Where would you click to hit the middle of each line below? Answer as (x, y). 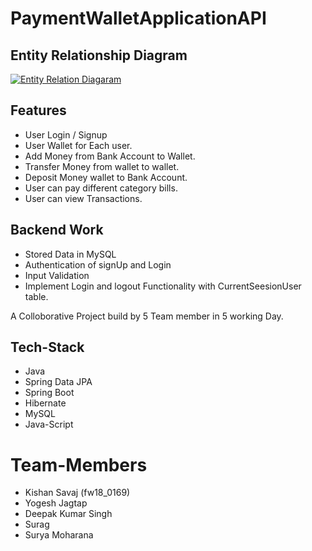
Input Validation (57, 275)
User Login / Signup (66, 134)
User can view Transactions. (83, 198)
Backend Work (57, 230)
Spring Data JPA (58, 382)
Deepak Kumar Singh (68, 514)
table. (36, 296)
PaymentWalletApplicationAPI (138, 18)
